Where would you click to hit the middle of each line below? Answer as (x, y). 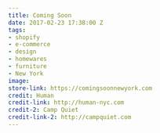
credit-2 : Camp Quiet (44, 110)
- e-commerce (29, 45)
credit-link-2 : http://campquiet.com (70, 117)
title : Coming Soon (40, 15)
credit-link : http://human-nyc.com (66, 102)
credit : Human (31, 95)
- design (22, 52)
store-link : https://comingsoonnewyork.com (80, 88)
